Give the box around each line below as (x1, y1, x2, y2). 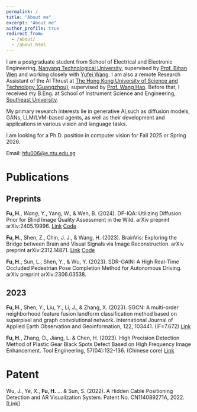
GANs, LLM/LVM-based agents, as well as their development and (6, 114, 165, 121)
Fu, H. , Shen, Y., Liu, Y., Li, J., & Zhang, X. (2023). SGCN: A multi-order (6, 304, 179, 311)
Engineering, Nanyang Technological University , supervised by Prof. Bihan (6, 64, 188, 71)
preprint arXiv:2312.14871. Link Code (6, 246, 95, 253)
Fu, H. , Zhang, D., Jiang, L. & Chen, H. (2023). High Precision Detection (6, 334, 180, 341)
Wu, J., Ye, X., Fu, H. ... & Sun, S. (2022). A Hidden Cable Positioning (6, 387, 173, 394)
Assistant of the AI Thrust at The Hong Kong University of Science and (6, 77, 179, 84)
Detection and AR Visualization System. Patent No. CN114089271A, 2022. (6, 394, 185, 401)
